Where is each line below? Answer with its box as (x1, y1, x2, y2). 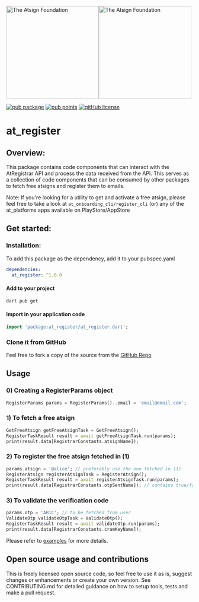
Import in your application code (6, 311, 85, 318)
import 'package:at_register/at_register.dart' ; (6, 324, 129, 330)
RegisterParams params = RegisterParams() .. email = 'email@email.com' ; (6, 400, 187, 406)
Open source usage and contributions (6, 555, 149, 565)
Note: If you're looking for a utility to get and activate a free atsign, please (6, 194, 186, 201)
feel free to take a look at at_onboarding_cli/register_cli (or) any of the (6, 200, 185, 207)
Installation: (6, 241, 41, 250)
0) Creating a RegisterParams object (6, 386, 113, 394)
